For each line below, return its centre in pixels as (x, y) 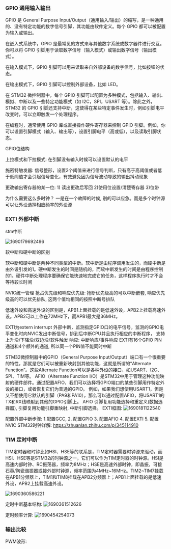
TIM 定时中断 (21, 440)
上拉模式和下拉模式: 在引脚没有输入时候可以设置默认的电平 (67, 159)
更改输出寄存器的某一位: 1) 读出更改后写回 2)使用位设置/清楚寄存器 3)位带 (82, 187)
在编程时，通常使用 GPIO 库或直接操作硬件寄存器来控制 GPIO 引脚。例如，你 (85, 125)
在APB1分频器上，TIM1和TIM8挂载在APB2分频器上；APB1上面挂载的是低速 (83, 477)
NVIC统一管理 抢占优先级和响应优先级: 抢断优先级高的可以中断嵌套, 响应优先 (85, 293)
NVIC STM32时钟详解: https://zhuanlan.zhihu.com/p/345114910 (72, 425)
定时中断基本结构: (24, 504)
